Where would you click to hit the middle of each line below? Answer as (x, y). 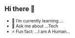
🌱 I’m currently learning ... (37, 20)
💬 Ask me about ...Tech (35, 26)
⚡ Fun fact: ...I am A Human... (41, 31)
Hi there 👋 (20, 9)
